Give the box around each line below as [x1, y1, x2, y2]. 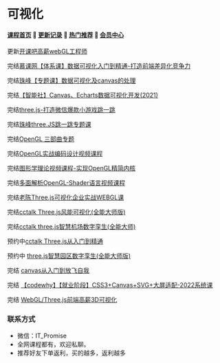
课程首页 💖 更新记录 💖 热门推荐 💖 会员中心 [7, 30, 124, 38]
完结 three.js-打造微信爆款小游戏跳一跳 [7, 106, 115, 114]
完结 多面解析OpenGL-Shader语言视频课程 [7, 179, 126, 187]
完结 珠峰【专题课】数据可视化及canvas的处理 [7, 76, 136, 85]
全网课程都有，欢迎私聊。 [16, 340, 90, 348]
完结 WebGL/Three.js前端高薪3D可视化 [7, 296, 118, 304]
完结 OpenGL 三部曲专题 [7, 135, 75, 143]
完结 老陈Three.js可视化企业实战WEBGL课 [7, 193, 124, 201]
